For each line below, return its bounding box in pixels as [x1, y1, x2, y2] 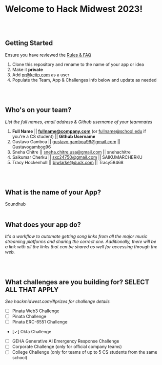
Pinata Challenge [12, 314, 47, 320]
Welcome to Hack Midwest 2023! [5, 3, 143, 15]
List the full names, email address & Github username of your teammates [5, 119, 153, 125]
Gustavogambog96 [12, 144, 51, 150]
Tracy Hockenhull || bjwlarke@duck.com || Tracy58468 [12, 159, 123, 165]
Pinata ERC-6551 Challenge [12, 319, 68, 325]
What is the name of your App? [5, 188, 101, 196]
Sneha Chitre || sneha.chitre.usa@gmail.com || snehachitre [12, 149, 131, 155]
